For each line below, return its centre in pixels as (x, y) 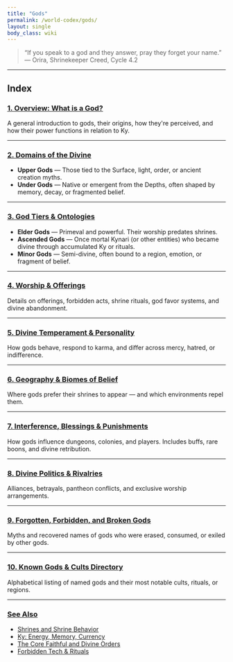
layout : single (29, 26)
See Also (23, 614)
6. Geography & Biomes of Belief (63, 380)
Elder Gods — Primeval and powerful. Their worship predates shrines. (117, 232)
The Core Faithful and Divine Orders (69, 644)
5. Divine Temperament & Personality (71, 332)
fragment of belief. (44, 261)
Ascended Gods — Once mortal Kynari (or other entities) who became (118, 239)
